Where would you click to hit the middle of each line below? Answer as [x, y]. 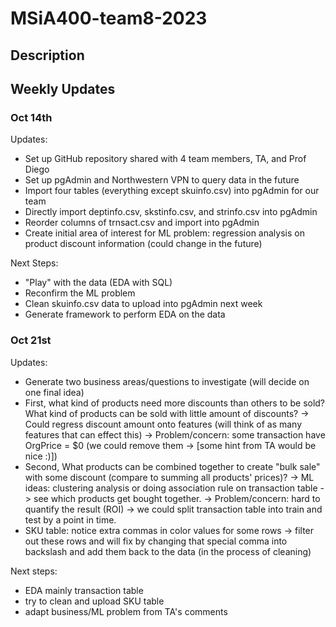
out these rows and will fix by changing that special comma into [156, 541]
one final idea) [54, 392]
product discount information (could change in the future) [143, 244]
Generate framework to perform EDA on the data [125, 314]
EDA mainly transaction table [84, 590]
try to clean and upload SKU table [94, 601]
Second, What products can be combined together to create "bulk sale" [172, 466]
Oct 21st [31, 340]
